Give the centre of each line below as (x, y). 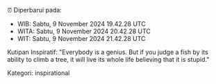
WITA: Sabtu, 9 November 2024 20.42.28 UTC (84, 31)
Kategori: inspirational (39, 73)
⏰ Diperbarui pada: (35, 10)
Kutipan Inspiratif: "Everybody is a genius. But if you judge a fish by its (108, 52)
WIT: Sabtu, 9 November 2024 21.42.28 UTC (81, 39)
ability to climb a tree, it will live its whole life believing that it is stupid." (108, 59)
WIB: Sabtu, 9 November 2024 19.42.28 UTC (81, 24)
